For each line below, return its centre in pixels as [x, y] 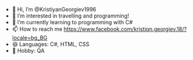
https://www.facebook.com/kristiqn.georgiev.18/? [125, 29]
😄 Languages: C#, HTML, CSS [51, 44]
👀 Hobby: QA [28, 51]
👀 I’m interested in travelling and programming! [70, 16]
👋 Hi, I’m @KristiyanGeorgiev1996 [54, 9]
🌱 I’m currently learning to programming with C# [72, 22]
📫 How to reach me [37, 29]
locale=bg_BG [30, 38]
